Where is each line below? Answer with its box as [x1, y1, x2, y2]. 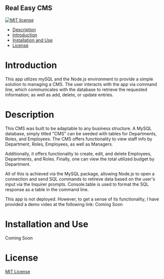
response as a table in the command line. [5, 186, 89, 192]
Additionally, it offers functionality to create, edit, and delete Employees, [5, 151, 152, 157]
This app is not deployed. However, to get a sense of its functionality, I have [5, 196, 160, 202]
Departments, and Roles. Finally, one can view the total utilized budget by [5, 156, 155, 162]
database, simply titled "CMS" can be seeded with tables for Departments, [5, 130, 157, 136]
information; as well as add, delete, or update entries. [5, 91, 114, 98]
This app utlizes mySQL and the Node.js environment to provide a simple [5, 76, 153, 82]
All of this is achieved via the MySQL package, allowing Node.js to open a [5, 170, 155, 177]
